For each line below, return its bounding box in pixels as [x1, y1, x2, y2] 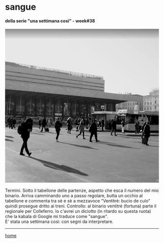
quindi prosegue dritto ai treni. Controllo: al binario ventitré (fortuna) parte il [5, 203, 157, 209]
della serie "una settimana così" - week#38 [5, 18, 95, 23]
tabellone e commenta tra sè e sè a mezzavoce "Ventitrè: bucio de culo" [5, 198, 150, 204]
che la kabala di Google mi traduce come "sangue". [5, 214, 108, 220]
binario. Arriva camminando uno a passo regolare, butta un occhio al [5, 193, 143, 199]
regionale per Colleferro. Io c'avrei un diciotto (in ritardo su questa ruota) [5, 208, 151, 214]
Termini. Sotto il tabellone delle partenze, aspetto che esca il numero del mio [5, 187, 159, 194]
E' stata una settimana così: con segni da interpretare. [5, 219, 114, 224]
